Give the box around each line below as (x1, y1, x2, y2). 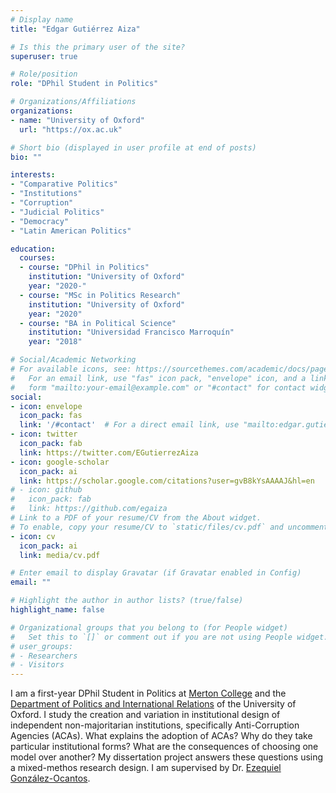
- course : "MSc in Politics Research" (19, 290, 182, 300)
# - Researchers (10, 651, 78, 661)
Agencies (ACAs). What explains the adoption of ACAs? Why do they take (10, 730, 313, 742)
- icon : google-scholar (10, 457, 110, 467)
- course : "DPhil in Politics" (19, 262, 150, 273)
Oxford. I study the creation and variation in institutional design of (10, 709, 281, 721)
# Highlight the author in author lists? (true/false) (10, 596, 244, 606)
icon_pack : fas (19, 411, 83, 421)
